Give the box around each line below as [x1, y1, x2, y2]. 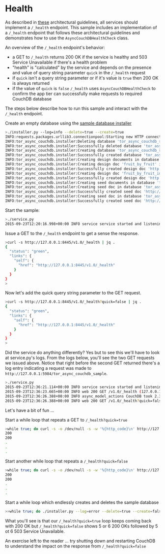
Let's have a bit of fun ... [5, 407, 55, 413]
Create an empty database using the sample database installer [5, 120, 132, 126]
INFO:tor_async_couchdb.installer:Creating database [5, 148, 115, 153]
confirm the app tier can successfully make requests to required [12, 91, 142, 97]
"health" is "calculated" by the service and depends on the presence [12, 65, 152, 70]
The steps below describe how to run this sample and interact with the [5, 105, 148, 111]
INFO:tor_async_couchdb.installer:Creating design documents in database [5, 157, 160, 163]
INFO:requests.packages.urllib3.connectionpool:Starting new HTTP [5, 134, 144, 139]
